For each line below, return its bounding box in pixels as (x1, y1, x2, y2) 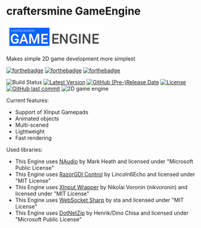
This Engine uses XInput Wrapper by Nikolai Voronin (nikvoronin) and (15, 183, 188, 190)
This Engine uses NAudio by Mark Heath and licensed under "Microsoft (15, 158, 194, 165)
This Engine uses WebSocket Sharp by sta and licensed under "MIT (15, 196, 184, 204)
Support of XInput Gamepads (15, 108, 89, 116)
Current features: (6, 96, 50, 104)
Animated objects (15, 115, 59, 122)
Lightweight (15, 127, 45, 135)
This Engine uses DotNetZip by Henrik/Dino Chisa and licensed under (15, 209, 189, 216)
